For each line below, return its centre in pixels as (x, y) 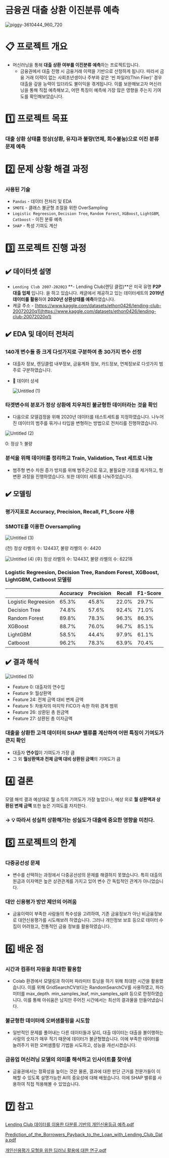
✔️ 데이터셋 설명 (28, 272)
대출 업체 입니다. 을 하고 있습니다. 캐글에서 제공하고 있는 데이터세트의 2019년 (88, 293)
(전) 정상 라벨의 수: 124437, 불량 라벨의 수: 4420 (53, 548)
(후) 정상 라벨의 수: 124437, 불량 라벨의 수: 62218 (84, 559)
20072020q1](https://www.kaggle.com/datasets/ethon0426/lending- (84, 311)
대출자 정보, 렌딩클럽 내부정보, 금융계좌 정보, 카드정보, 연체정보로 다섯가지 (85, 364)
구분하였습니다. (37, 370)
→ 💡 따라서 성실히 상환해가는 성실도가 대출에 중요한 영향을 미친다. (80, 820)
